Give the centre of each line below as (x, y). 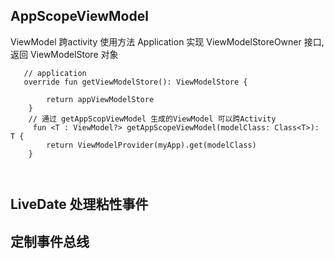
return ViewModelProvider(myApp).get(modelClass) (151, 145)
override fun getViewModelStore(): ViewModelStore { (135, 82)
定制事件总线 (50, 241)
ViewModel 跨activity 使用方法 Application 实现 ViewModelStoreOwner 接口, (167, 41)
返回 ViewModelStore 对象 (64, 54)
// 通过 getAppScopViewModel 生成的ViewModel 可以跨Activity (152, 119)
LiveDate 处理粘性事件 (79, 204)
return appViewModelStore (100, 99)
